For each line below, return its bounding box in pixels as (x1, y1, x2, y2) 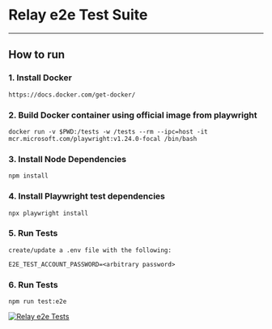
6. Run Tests (8, 279, 58, 290)
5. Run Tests (8, 228, 58, 239)
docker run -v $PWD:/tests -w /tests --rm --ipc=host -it (8, 127, 208, 135)
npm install (8, 172, 49, 180)
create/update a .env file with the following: (8, 246, 172, 254)
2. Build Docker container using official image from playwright (8, 109, 257, 121)
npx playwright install (8, 209, 89, 217)
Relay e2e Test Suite (8, 6, 148, 24)
